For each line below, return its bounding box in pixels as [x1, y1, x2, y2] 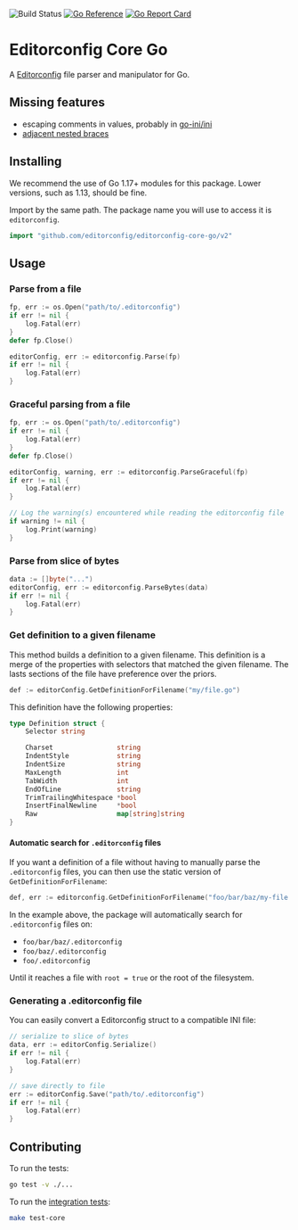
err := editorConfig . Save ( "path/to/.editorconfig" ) [9, 1089, 205, 1099]
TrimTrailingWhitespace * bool [25, 793, 138, 802]
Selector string [25, 727, 86, 736]
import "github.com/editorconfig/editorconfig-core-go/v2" [9, 231, 233, 240]
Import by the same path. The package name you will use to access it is [9, 204, 272, 215]
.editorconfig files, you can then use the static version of [9, 866, 221, 878]
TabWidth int [25, 776, 129, 785]
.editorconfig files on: [9, 919, 93, 929]
